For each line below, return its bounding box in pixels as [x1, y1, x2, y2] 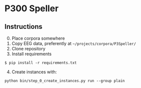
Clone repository [11, 46, 46, 51]
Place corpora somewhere [11, 35, 65, 41]
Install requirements [11, 51, 52, 57]
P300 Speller [4, 3, 59, 14]
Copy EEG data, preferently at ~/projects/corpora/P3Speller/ [11, 41, 136, 46]
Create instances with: [11, 69, 57, 75]
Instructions [4, 22, 42, 31]
